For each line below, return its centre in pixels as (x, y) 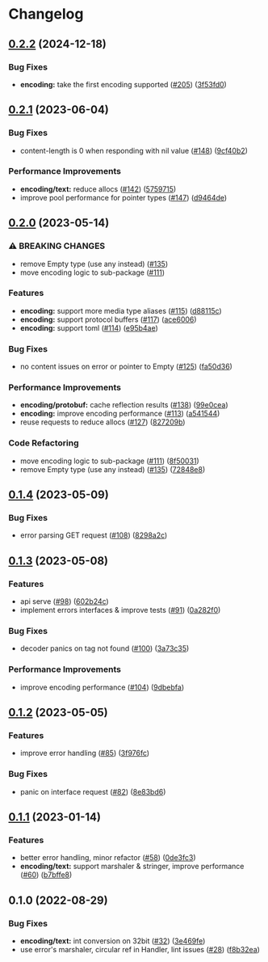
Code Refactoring (44, 443)
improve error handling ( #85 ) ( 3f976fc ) (85, 753)
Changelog (46, 14)
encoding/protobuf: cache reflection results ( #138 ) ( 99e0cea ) (124, 405)
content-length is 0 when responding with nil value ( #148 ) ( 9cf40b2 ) (134, 150)
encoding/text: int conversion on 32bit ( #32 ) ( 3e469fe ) (113, 941)
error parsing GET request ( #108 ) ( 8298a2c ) (94, 535)
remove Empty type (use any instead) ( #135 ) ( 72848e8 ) (113, 469)
